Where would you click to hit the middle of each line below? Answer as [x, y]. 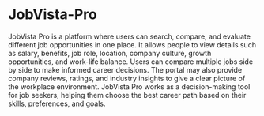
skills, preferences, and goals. [57, 103]
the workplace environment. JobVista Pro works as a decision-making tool [129, 86]
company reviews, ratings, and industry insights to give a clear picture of [127, 78]
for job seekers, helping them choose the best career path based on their [127, 95]
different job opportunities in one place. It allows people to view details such [132, 44]
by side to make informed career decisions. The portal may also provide [125, 69]
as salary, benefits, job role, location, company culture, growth [110, 53]
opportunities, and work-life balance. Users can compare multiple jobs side [131, 62]
